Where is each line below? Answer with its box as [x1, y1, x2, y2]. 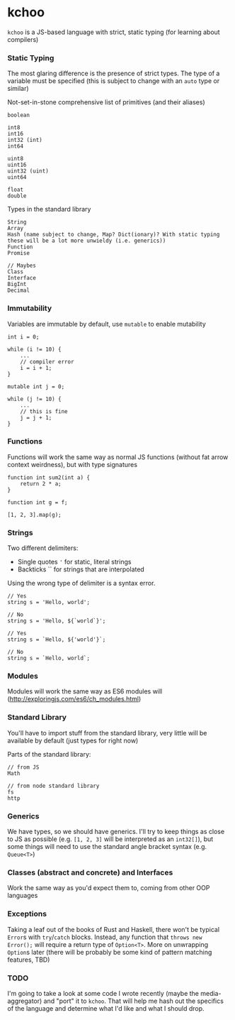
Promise [7, 250, 30, 257]
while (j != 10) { [7, 395, 62, 402]
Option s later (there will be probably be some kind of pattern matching [7, 948, 212, 956]
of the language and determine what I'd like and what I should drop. [7, 1004, 205, 1012]
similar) [7, 84, 30, 93]
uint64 [7, 174, 27, 181]
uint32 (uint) [7, 168, 50, 175]
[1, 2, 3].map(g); [7, 511, 62, 518]
